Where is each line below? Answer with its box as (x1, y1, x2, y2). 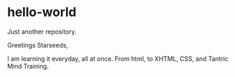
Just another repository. (7, 27, 77, 36)
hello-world (7, 4, 77, 20)
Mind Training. (7, 62, 49, 70)
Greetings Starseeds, (7, 41, 69, 49)
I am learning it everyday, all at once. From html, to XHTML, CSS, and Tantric (7, 54, 229, 63)
